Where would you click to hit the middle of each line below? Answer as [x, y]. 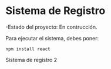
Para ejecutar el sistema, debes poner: [52, 38]
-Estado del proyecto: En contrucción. [51, 27]
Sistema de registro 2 [31, 60]
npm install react [28, 49]
